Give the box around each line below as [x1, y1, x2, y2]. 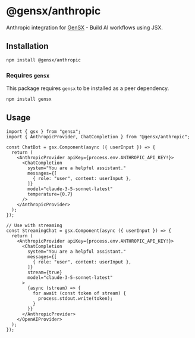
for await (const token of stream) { [32, 290, 127, 296]
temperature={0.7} [27, 191, 73, 197]
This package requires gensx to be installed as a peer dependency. [6, 85, 169, 92]
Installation [6, 41, 49, 51]
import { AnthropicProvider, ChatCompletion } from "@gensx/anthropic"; [6, 134, 190, 139]
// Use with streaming [6, 222, 62, 228]
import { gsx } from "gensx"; [6, 128, 81, 135]
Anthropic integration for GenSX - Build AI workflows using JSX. [6, 24, 163, 31]
